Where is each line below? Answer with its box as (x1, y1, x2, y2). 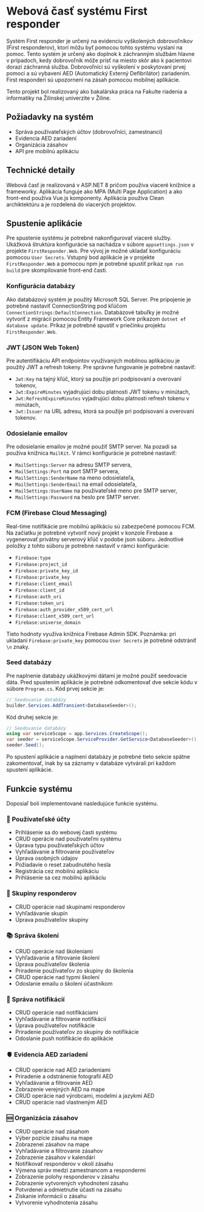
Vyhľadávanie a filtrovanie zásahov (15, 1147, 103, 1154)
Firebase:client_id (15, 587, 65, 594)
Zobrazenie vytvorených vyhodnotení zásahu (15, 1179, 129, 1186)
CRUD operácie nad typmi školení (15, 973, 100, 980)
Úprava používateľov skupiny (15, 916, 89, 923)
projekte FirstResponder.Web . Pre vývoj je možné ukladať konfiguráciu (6, 248, 181, 255)
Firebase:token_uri (15, 600, 65, 606)
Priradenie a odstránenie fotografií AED (15, 1073, 114, 1080)
